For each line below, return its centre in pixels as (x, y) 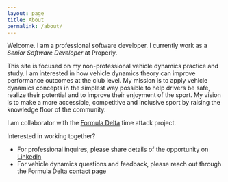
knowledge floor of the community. (56, 109)
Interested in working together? (51, 136)
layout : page (26, 13)
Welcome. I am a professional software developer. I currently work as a (107, 46)
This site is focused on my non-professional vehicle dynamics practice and (113, 66)
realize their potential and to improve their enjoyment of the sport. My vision (114, 95)
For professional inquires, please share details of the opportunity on (113, 149)
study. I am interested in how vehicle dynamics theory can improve (101, 73)
